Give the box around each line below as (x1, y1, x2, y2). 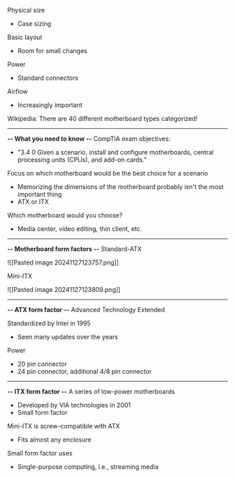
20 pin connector (17, 360, 68, 368)
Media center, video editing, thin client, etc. (17, 225, 142, 233)
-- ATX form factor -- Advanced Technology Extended (7, 306, 166, 314)
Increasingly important (17, 101, 83, 109)
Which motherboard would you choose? (7, 211, 123, 219)
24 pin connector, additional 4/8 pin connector (17, 367, 152, 375)
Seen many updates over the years (17, 332, 118, 341)
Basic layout (7, 33, 43, 41)
